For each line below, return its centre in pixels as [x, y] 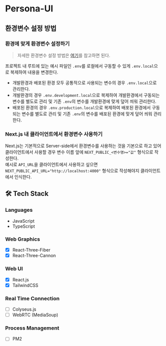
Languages [19, 210]
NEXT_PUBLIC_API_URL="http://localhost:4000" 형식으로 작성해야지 [72, 171]
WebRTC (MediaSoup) [35, 315]
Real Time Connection [32, 298]
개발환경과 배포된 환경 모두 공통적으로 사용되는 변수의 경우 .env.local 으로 [84, 83]
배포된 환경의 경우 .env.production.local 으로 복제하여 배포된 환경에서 [82, 107]
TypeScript [24, 226]
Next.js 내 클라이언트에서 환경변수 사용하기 [54, 134]
